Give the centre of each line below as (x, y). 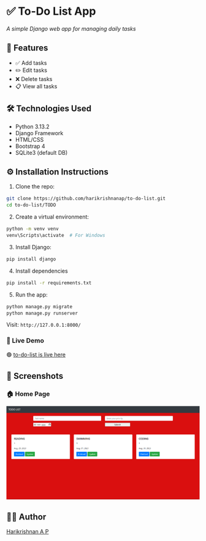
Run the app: (31, 294)
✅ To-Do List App (51, 11)
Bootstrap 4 (30, 146)
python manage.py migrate (39, 306)
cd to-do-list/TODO (31, 205)
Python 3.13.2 (32, 126)
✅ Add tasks (31, 63)
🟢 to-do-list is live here (36, 354)
